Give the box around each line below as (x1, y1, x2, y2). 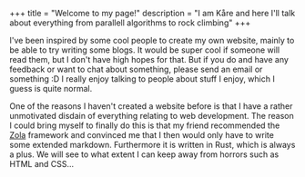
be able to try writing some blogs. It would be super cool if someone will (9, 44, 280, 55)
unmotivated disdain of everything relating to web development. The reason (9, 111, 294, 121)
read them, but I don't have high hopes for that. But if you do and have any (9, 54, 290, 64)
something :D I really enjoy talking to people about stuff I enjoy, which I (9, 74, 275, 84)
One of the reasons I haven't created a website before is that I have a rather (9, 101, 293, 112)
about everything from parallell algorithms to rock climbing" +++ (9, 17, 251, 28)
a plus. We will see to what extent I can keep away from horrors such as (9, 149, 280, 160)
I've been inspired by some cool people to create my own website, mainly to (9, 35, 295, 45)
